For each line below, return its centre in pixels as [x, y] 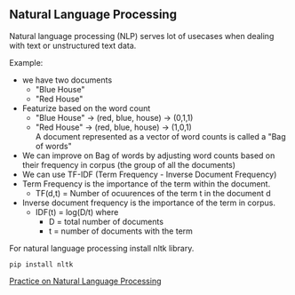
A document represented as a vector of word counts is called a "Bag [160, 136]
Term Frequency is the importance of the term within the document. [146, 183]
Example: [26, 62]
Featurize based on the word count [86, 108]
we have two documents [67, 80]
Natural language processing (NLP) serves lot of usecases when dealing [142, 36]
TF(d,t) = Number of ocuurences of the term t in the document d [153, 193]
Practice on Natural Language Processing [85, 281]
